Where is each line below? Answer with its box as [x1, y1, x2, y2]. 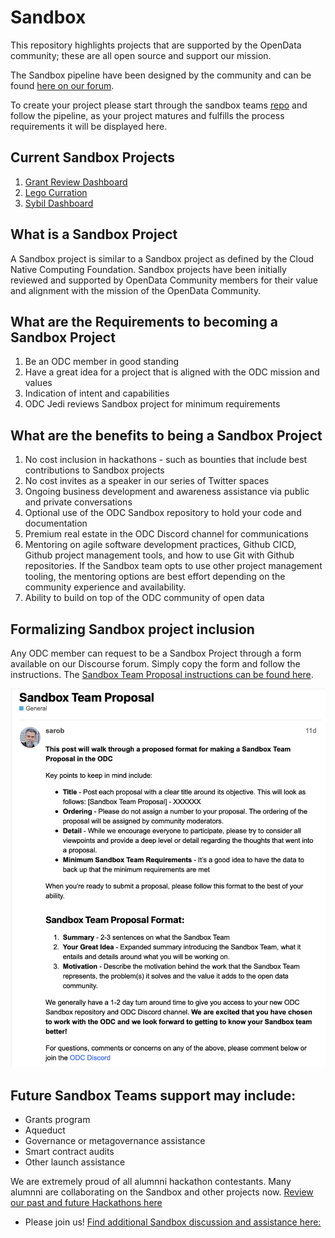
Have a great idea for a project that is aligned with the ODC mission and [24, 366, 320, 378]
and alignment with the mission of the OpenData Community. [10, 284, 262, 296]
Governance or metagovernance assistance [24, 1135, 206, 1147]
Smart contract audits [24, 1146, 115, 1158]
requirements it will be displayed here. [10, 120, 168, 132]
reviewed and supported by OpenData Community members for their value [10, 274, 318, 286]
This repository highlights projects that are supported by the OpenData [10, 39, 302, 51]
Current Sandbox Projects [10, 149, 176, 166]
